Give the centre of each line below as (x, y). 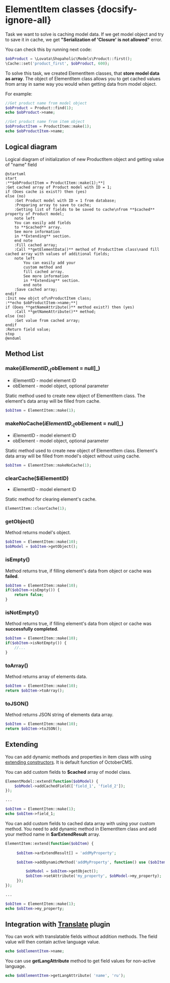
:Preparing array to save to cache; (53, 205)
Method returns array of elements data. (46, 677)
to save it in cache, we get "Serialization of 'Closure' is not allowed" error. (84, 40)
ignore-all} (28, 20)
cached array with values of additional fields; (57, 254)
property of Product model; (35, 214)
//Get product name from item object (45, 122)
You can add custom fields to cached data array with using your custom (80, 823)
